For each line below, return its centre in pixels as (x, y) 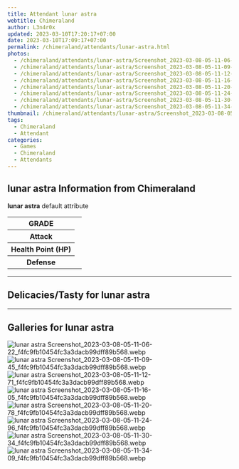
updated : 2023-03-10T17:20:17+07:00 (62, 34)
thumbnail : (23, 113)
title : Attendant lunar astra (52, 14)
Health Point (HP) (41, 249)
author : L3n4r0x (31, 27)
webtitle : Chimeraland (41, 21)
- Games (25, 147)
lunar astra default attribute (48, 206)
